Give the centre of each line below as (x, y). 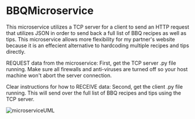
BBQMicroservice (50, 11)
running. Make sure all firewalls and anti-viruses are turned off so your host (97, 69)
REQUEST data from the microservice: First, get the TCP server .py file (91, 63)
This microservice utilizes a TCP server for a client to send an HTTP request (97, 27)
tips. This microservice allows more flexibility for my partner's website (91, 39)
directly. (16, 51)
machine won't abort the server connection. (59, 75)
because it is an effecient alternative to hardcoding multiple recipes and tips (97, 45)
